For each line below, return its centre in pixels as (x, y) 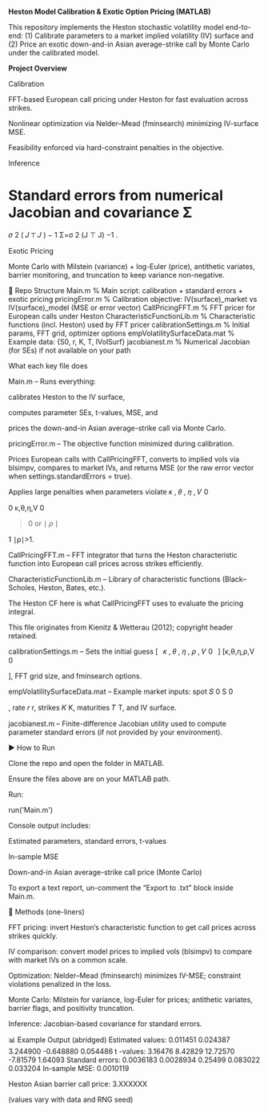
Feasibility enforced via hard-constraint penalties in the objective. (116, 147)
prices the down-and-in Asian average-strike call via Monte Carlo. (117, 428)
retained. (23, 635)
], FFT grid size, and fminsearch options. (75, 676)
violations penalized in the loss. (60, 984)
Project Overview (38, 68)
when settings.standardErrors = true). (70, 476)
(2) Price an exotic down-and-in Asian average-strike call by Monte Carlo (129, 44)
